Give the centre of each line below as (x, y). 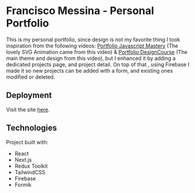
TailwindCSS (30, 172)
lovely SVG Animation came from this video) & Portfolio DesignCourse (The (97, 52)
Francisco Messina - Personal (80, 11)
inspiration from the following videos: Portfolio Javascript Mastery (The (92, 46)
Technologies (32, 128)
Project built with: (27, 142)
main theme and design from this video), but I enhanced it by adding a (91, 58)
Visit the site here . (28, 109)
